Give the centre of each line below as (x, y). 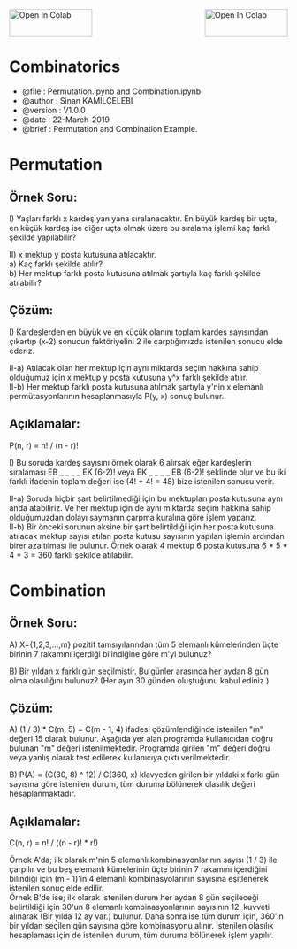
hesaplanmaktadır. (43, 794)
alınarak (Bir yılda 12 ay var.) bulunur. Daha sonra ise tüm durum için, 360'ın (147, 916)
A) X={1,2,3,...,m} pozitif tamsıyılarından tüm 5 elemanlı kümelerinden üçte (144, 644)
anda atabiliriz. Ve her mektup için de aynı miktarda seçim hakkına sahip (140, 507)
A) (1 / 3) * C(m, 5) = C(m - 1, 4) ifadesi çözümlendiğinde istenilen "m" (136, 729)
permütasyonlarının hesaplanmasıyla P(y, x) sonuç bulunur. (117, 396)
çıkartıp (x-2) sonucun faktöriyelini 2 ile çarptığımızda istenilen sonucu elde (146, 341)
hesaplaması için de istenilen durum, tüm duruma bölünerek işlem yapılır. (141, 935)
